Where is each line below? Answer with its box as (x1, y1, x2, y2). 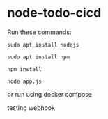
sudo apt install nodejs (7, 41, 79, 48)
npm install (7, 65, 42, 72)
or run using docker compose (7, 90, 93, 98)
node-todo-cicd (7, 5, 102, 21)
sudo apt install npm (7, 54, 70, 61)
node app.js (7, 78, 42, 85)
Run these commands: (7, 28, 72, 36)
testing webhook (7, 103, 56, 112)
